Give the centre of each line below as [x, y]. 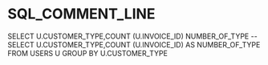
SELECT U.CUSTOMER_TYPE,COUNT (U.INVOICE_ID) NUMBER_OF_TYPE [128, 36]
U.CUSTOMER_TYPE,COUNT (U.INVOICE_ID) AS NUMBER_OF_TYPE [148, 44]
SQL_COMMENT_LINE [81, 14]
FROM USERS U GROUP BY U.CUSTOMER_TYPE [87, 53]
